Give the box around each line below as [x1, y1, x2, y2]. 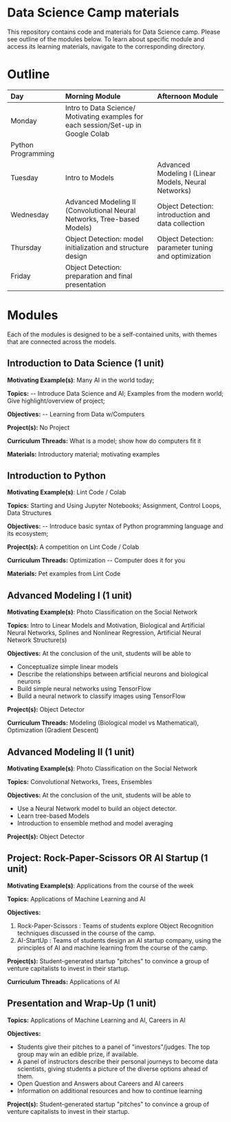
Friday [10, 271, 31, 281]
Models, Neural [157, 177, 206, 187]
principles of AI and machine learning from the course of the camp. [16, 943, 208, 952]
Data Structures [7, 509, 52, 517]
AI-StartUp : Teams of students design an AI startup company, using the [16, 936, 222, 944]
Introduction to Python [7, 470, 107, 482]
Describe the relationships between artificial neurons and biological [16, 670, 208, 679]
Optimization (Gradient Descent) [7, 726, 99, 734]
